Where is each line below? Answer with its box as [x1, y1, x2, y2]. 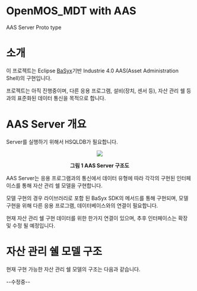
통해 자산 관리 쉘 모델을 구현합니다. [21, 182, 103, 189]
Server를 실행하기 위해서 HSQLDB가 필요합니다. [6, 138, 119, 145]
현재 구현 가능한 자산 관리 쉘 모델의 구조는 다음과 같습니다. [6, 266, 141, 273]
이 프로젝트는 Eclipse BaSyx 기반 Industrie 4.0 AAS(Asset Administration [6, 67, 179, 74]
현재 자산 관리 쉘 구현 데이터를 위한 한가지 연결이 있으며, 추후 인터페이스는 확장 [6, 215, 188, 222]
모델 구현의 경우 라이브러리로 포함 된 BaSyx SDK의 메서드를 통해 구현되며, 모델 [6, 194, 189, 202]
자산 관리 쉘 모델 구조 [6, 245, 103, 258]
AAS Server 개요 [6, 117, 87, 131]
